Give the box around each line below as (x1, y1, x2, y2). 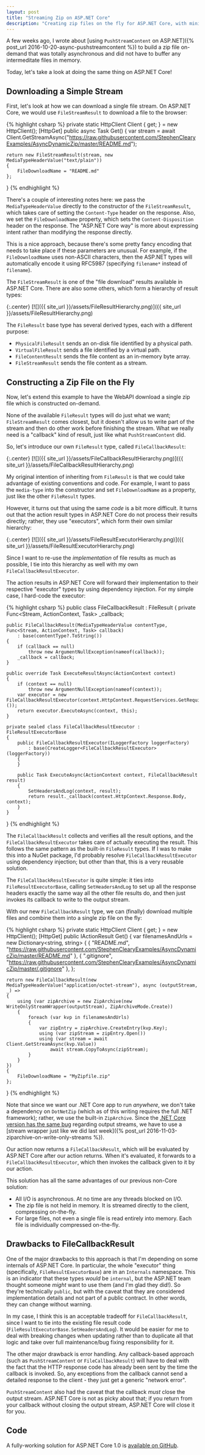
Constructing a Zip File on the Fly (6, 377, 135, 387)
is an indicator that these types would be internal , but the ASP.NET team (6, 1275, 191, 1282)
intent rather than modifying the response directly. (6, 229, 132, 236)
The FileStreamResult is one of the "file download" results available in (6, 278, 183, 286)
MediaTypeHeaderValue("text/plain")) (6, 157, 103, 164)
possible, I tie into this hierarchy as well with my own (6, 561, 138, 568)
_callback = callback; (17, 654, 75, 661)
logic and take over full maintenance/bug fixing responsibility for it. (6, 1338, 174, 1346)
